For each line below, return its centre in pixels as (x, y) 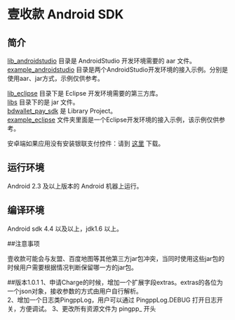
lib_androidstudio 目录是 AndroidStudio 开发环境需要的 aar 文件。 (102, 61)
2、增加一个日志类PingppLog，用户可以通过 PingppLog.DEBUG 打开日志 (112, 300)
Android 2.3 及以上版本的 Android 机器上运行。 (75, 186)
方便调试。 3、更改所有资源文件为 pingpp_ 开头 (88, 308)
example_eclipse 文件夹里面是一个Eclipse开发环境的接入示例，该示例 (107, 120)
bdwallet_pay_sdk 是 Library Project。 (62, 111)
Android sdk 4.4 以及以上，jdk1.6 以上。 (65, 229)
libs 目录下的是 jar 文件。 (43, 102)
